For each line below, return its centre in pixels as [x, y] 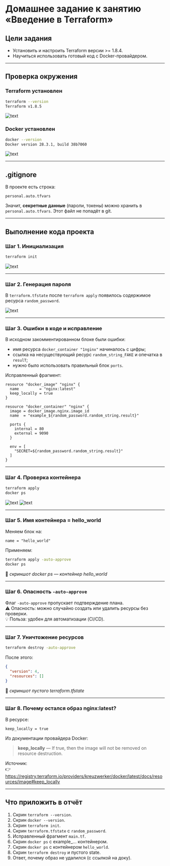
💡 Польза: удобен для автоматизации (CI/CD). [55, 619]
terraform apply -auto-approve [38, 559]
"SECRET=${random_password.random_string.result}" [69, 451]
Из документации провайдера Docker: [47, 738]
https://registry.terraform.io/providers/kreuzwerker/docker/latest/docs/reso [84, 776]
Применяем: [19, 550]
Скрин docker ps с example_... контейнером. [60, 841]
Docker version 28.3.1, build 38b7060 [46, 144]
